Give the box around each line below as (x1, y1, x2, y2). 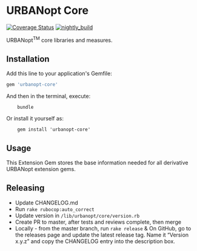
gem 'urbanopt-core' (6, 82, 59, 88)
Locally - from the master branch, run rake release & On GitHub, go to (15, 224, 192, 232)
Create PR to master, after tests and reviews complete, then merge (15, 218, 182, 226)
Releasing (6, 183, 45, 194)
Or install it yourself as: (6, 115, 64, 122)
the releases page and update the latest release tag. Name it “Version (15, 231, 189, 238)
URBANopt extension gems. (6, 166, 76, 173)
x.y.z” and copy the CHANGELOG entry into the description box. (15, 237, 176, 245)
